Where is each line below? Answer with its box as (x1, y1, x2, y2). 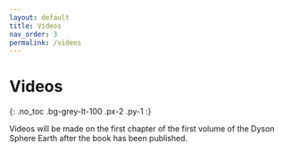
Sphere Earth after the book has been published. (9, 133, 188, 144)
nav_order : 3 (9, 30, 58, 38)
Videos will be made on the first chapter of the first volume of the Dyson (9, 123, 275, 134)
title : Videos (9, 21, 62, 30)
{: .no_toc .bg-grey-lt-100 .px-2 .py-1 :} (9, 106, 152, 117)
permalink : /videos (9, 38, 82, 47)
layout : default (9, 13, 70, 22)
